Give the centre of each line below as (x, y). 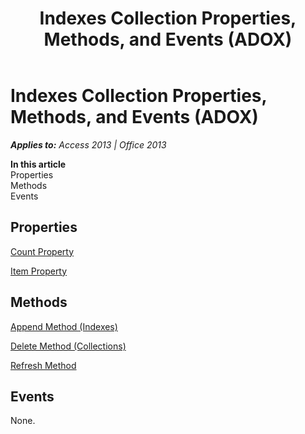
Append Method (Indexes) (64, 326)
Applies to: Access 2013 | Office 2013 (88, 144)
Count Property (42, 251)
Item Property (39, 271)
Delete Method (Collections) (68, 346)
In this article (38, 164)
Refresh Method (43, 365)
